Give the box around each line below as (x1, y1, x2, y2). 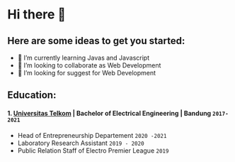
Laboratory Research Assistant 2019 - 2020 (17, 139, 144, 147)
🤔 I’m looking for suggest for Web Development (17, 69, 156, 77)
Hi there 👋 (7, 6, 66, 23)
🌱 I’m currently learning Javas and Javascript (17, 53, 150, 62)
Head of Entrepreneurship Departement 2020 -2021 (17, 131, 167, 139)
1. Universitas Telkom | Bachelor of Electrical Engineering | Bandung (7, 109, 212, 117)
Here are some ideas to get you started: (7, 35, 185, 47)
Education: (7, 89, 57, 102)
